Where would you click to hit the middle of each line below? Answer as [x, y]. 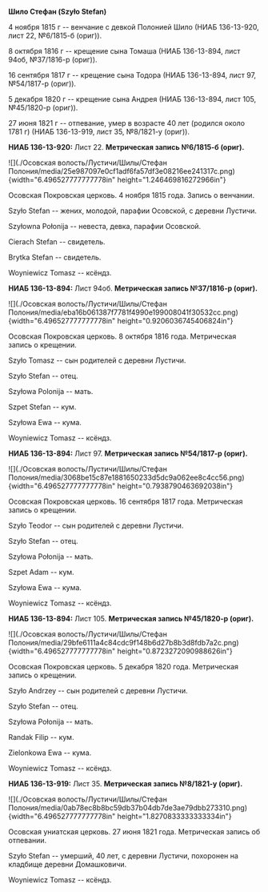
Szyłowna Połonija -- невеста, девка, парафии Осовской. [105, 226]
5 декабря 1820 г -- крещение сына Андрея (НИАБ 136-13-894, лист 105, [132, 99]
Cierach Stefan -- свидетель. [57, 242]
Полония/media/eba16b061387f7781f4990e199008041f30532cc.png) [123, 312]
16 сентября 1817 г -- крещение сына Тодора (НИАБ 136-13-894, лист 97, [132, 75]
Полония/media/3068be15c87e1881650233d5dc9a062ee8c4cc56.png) [127, 477]
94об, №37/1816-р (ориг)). [53, 60]
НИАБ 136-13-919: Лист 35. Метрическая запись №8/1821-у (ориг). [126, 784]
